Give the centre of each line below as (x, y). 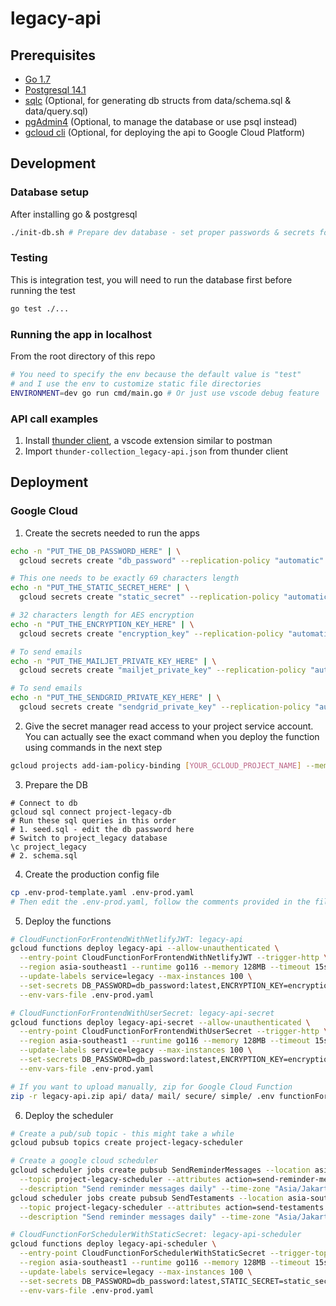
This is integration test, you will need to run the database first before (151, 279)
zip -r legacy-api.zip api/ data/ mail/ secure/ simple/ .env (142, 1096)
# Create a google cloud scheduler (84, 1161)
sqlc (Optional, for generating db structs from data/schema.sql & (158, 100)
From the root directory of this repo (83, 356)
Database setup (50, 192)
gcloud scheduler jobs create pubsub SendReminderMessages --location (160, 1170)
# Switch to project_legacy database (89, 838)
